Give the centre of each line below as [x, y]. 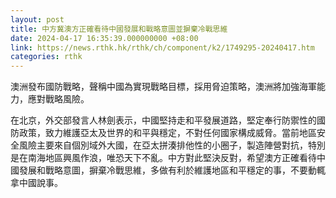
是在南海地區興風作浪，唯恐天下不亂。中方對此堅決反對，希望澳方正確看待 [163, 158]
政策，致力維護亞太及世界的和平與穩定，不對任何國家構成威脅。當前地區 [167, 133]
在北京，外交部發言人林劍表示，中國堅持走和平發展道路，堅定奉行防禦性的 [163, 120]
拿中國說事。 [36, 183]
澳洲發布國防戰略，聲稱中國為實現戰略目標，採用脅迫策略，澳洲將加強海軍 [163, 87]
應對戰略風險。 [58, 99]
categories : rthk [46, 57]
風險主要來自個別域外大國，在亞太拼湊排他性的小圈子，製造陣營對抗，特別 [172, 145]
